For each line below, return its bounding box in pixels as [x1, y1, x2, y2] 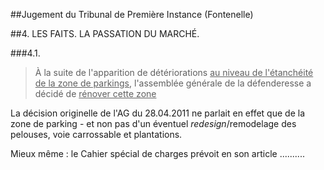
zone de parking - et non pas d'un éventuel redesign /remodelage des [10, 118, 297, 129]
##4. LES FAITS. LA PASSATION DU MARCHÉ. [10, 28, 200, 39]
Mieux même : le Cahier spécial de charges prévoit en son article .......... [10, 148, 305, 159]
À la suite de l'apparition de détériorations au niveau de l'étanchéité [34, 67, 314, 78]
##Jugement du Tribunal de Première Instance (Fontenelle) [10, 9, 254, 20]
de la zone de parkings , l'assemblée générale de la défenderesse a [34, 77, 312, 89]
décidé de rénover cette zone [34, 88, 157, 99]
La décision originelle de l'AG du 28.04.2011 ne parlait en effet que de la [10, 107, 305, 119]
